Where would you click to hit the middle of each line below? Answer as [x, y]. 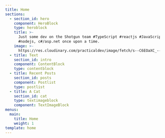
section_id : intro [33, 60]
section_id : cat [31, 96]
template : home [21, 128]
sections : [15, 14]
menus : [12, 110]
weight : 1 [24, 123]
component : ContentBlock [39, 64]
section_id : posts [33, 78]
